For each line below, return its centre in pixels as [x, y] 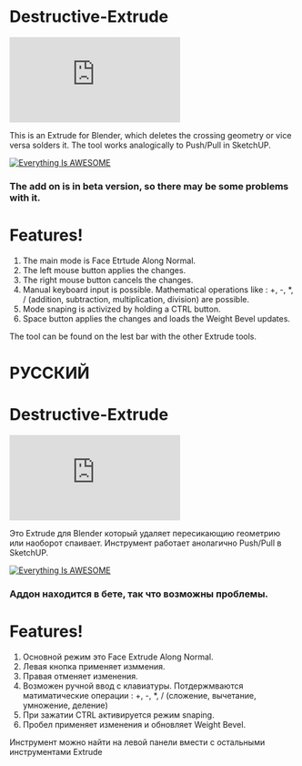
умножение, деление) [65, 705]
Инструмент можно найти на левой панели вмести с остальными [137, 742]
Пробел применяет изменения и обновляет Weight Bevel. [134, 724]
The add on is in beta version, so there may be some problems [149, 186]
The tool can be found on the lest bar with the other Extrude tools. [133, 336]
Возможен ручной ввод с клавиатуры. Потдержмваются [133, 686]
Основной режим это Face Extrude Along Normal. [118, 657]
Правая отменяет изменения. [80, 676]
